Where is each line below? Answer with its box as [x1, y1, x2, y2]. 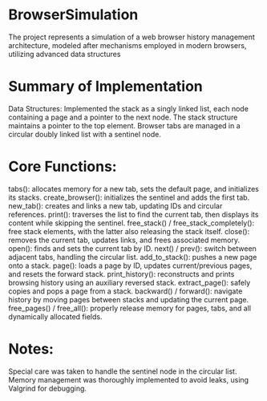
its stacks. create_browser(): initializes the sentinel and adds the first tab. [8, 192, 250, 202]
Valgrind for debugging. [8, 383, 87, 393]
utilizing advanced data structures [8, 49, 121, 59]
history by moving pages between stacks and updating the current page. [8, 294, 249, 304]
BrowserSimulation [8, 6, 139, 24]
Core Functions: [8, 158, 118, 176]
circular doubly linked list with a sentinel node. [8, 129, 162, 139]
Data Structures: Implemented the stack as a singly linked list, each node [8, 103, 249, 113]
